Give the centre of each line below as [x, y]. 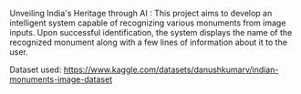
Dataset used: [36, 69]
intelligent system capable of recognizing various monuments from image [148, 23]
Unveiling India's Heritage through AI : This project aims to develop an [141, 13]
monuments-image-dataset [61, 79]
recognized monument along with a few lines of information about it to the [148, 42]
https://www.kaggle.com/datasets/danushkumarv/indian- [171, 69]
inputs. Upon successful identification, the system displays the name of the [151, 32]
